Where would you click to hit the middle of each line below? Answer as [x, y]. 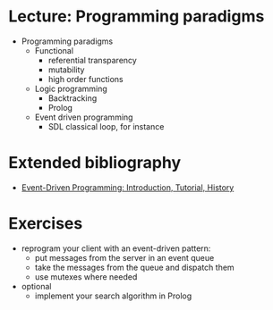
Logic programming [71, 88]
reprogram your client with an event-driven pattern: [116, 248]
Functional [54, 50]
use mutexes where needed [86, 276]
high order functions [85, 79]
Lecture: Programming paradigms [136, 17]
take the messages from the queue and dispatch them [134, 267]
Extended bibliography [95, 163]
